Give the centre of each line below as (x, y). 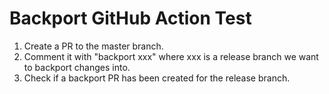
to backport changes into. (77, 67)
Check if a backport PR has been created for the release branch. (157, 78)
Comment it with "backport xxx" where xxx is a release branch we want (171, 56)
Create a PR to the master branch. (93, 46)
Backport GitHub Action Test (130, 18)
